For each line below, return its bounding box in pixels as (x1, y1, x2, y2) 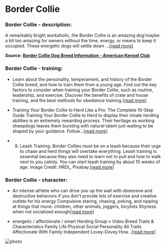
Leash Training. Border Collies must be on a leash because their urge (19, 143, 161, 149)
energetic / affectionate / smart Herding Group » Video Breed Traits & (12, 218, 154, 224)
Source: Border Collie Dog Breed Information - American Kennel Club (5, 53, 150, 59)
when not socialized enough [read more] (12, 209, 94, 215)
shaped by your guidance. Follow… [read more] (12, 128, 108, 134)
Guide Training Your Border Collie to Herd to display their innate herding (12, 112, 160, 118)
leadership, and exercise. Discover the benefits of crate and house (12, 92, 149, 98)
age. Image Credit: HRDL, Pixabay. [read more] (19, 164, 114, 170)
